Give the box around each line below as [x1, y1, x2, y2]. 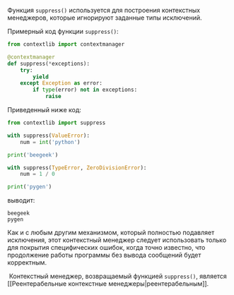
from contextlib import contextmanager [7, 41, 125, 48]
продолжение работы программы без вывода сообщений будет [7, 251, 201, 260]
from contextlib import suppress [7, 119, 106, 126]
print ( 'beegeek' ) [7, 151, 59, 158]
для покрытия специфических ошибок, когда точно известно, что [7, 243, 206, 252]
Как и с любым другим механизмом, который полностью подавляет [7, 229, 215, 237]
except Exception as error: [20, 80, 103, 87]
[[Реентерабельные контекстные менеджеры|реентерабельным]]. [7, 279, 209, 288]
